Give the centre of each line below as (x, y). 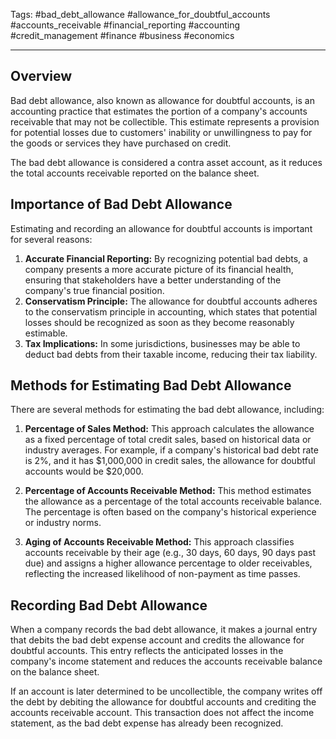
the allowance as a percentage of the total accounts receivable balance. (173, 501)
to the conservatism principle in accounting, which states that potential (171, 311)
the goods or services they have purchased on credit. (121, 143)
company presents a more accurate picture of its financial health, (159, 269)
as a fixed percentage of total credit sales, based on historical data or (168, 440)
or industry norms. (63, 523)
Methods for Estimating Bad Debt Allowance (151, 385)
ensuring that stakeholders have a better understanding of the (153, 280)
